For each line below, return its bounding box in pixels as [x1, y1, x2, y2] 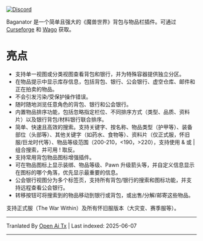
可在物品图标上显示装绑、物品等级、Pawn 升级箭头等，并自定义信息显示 [14, 161, 195, 168]
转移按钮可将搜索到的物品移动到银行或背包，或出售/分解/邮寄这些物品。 [14, 191, 194, 199]
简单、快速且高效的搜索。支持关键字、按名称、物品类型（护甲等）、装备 [14, 123, 193, 130]
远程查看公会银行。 [20, 183, 68, 191]
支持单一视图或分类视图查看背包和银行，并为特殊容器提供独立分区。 [14, 70, 185, 78]
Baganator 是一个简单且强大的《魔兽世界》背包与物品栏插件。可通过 [6, 18, 176, 25]
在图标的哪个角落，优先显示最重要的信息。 [14, 168, 121, 176]
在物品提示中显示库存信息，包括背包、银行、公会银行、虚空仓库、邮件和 [14, 78, 195, 85]
